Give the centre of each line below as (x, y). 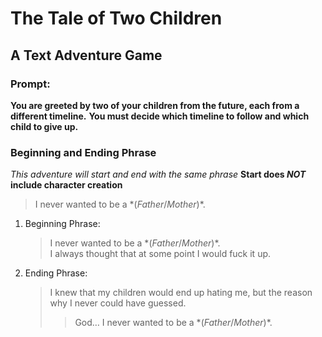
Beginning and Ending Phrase (83, 152)
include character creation (66, 185)
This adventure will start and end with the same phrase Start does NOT (158, 174)
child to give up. (44, 126)
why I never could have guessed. (118, 303)
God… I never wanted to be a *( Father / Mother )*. (173, 323)
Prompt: (30, 84)
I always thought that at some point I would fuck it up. (160, 254)
